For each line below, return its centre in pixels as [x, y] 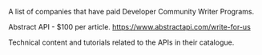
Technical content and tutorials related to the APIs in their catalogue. [121, 42]
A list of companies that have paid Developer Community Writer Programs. [131, 12]
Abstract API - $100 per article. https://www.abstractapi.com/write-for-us [129, 27]
